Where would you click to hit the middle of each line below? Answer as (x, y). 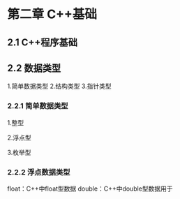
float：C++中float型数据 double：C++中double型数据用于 (90, 189)
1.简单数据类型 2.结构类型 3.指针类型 (59, 86)
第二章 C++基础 (52, 14)
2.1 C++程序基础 (43, 42)
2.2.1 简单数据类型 (38, 106)
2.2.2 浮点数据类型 (39, 172)
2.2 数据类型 (34, 68)
